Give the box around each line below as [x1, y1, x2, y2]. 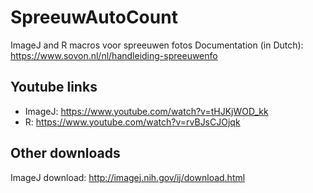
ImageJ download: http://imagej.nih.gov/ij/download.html [10, 171, 246, 183]
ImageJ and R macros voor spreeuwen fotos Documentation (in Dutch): [10, 39, 304, 51]
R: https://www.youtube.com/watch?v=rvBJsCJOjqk [24, 116, 241, 128]
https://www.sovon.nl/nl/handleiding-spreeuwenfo [10, 49, 218, 61]
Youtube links [10, 79, 98, 96]
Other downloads [10, 145, 121, 162]
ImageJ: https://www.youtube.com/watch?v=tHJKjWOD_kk [24, 105, 269, 117]
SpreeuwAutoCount [10, 6, 178, 29]
